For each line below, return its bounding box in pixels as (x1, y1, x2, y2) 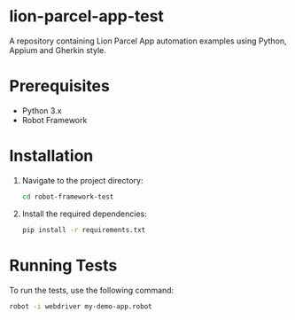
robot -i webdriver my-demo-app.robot (9, 301, 152, 311)
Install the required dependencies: (21, 208, 148, 219)
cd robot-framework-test (21, 192, 114, 201)
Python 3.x (21, 105, 62, 116)
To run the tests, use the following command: (9, 285, 175, 295)
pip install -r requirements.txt (21, 225, 146, 234)
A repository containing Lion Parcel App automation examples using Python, (9, 35, 287, 46)
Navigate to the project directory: (21, 175, 144, 185)
